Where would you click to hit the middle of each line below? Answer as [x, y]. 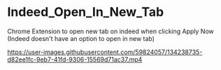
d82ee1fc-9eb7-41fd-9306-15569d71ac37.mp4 [75, 59]
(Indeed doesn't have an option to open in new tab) [81, 38]
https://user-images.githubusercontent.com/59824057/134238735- [105, 52]
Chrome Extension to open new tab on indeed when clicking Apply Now [111, 31]
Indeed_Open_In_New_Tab [86, 12]
